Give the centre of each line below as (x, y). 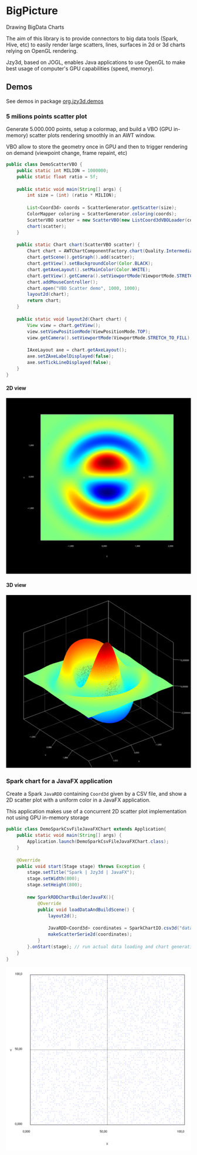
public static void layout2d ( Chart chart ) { (72, 319)
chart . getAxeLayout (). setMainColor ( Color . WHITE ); (89, 269)
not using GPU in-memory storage (47, 818)
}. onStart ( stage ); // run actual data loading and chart (98, 947)
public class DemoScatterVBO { (44, 165)
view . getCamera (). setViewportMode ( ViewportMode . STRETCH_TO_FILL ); (110, 338)
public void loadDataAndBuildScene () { (86, 910)
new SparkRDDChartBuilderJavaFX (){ (71, 897)
